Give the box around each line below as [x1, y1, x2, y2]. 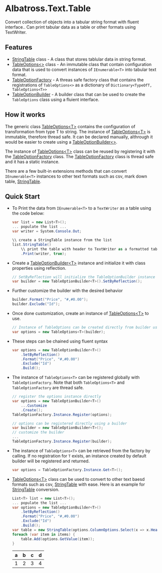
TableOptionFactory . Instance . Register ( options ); [12, 412, 112, 417]
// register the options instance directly [12, 394, 102, 399]
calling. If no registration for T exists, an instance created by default [12, 453, 147, 458]
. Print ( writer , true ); [21, 251, 67, 256]
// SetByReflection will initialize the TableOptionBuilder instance [12, 275, 156, 279]
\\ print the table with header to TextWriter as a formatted [21, 246, 149, 251]
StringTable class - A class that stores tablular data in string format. [12, 56, 147, 62]
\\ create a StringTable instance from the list [12, 238, 112, 243]
